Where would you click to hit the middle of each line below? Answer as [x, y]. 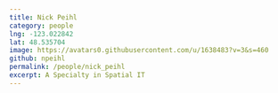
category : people [41, 26]
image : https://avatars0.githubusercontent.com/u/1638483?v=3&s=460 [139, 50]
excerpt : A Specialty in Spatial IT [77, 75]
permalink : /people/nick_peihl [67, 67]
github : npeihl [37, 58]
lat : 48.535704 [37, 42]
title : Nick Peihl [43, 17]
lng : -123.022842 [41, 34]
